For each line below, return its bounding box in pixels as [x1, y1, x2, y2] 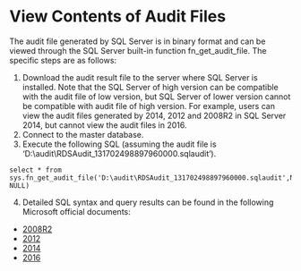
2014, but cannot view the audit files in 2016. [21, 119, 187, 131]
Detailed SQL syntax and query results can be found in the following [21, 197, 274, 207]
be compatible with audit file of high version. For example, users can [21, 100, 276, 111]
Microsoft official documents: [21, 206, 132, 216]
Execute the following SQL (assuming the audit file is [21, 139, 217, 149]
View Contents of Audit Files [9, 6, 227, 27]
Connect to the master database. [21, 129, 144, 140]
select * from [9, 165, 63, 174]
